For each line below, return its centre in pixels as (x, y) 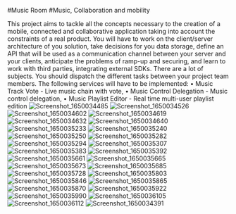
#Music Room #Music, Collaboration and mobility (79, 10)
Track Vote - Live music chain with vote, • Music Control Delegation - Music (118, 91)
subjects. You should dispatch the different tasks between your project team (118, 76)
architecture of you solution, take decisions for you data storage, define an (116, 46)
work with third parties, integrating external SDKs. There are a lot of (105, 69)
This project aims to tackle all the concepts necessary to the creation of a (114, 24)
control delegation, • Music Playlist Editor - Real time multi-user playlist (111, 99)
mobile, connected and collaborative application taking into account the (111, 31)
